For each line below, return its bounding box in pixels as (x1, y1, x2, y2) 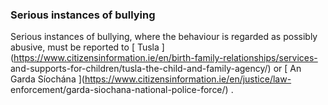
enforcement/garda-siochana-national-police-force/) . (10, 84, 234, 96)
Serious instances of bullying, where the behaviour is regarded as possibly (10, 31, 318, 43)
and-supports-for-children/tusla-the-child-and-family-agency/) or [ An (10, 63, 302, 75)
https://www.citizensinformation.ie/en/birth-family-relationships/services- (13, 52, 318, 64)
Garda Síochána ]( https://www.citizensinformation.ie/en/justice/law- (10, 73, 292, 85)
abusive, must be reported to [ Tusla (10, 41, 160, 53)
